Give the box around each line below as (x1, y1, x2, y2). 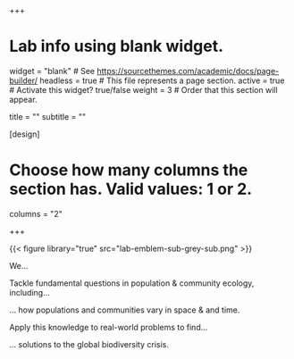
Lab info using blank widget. (9, 37, 224, 56)
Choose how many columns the (9, 160, 248, 180)
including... (9, 287, 51, 297)
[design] (9, 129, 40, 139)
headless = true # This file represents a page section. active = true (39, 75, 285, 86)
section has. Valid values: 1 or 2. (9, 179, 253, 199)
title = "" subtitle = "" (9, 111, 87, 121)
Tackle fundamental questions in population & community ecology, (9, 278, 255, 288)
